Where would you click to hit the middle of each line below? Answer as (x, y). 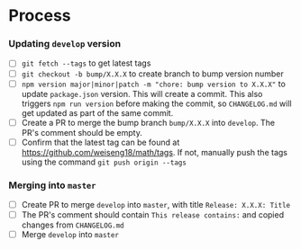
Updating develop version (65, 44)
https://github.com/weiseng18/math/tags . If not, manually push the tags (154, 152)
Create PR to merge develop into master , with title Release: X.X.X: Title (156, 205)
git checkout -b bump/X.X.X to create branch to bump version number (153, 74)
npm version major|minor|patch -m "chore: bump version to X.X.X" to (153, 84)
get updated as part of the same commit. (97, 112)
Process (40, 16)
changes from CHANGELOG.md (73, 225)
